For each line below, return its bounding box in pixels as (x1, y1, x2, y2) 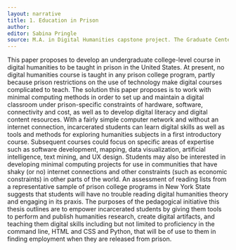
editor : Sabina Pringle (7, 29, 77, 37)
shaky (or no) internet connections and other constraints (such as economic (7, 168, 228, 176)
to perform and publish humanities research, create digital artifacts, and (7, 212, 216, 221)
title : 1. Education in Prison (7, 17, 99, 24)
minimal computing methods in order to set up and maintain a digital (7, 93, 204, 102)
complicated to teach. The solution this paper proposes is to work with (7, 86, 212, 94)
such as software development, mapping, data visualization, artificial (7, 145, 206, 154)
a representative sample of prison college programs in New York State (7, 183, 211, 191)
